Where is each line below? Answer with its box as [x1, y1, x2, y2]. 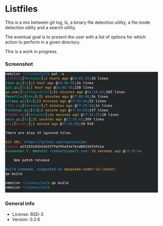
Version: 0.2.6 [12, 216, 40, 222]
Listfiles [5, 3, 38, 15]
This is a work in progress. [5, 48, 58, 54]
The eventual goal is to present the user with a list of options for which [5, 34, 146, 40]
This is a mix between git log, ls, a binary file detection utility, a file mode [5, 19, 150, 25]
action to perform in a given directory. [5, 39, 81, 45]
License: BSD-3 [12, 211, 44, 217]
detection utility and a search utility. [5, 24, 77, 30]
